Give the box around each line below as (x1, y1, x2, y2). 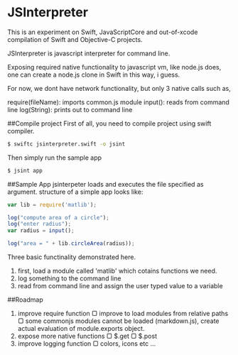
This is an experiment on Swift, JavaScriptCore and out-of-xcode (7, 28, 198, 36)
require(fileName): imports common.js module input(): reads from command (7, 97, 229, 106)
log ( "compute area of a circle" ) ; (7, 214, 110, 221)
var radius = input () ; (7, 227, 75, 234)
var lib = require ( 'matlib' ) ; (7, 201, 97, 208)
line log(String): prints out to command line (7, 105, 133, 114)
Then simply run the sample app (7, 153, 102, 162)
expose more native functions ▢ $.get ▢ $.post (17, 332, 158, 341)
